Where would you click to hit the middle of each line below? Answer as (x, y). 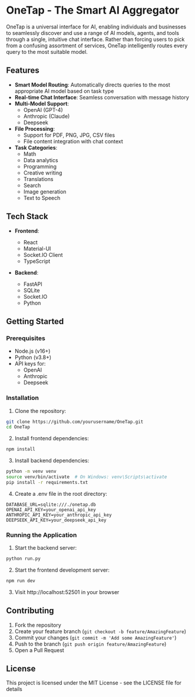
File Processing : (34, 128)
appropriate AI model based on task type (64, 91)
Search (32, 185)
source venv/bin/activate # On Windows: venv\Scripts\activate (87, 477)
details (14, 689)
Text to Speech (42, 198)
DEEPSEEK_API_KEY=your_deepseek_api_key (57, 520)
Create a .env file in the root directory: (61, 493)
